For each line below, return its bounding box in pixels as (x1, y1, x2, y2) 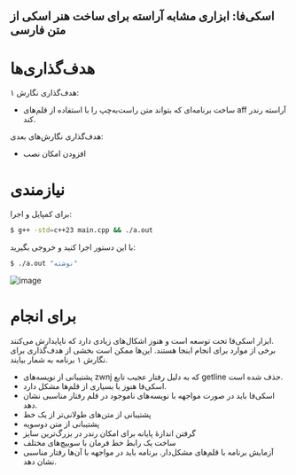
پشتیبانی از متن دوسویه (22, 418, 100, 429)
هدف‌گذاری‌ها (10, 58, 96, 78)
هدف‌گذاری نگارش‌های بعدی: (10, 131, 105, 142)
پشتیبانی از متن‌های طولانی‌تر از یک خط (22, 409, 152, 419)
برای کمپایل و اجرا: (10, 209, 72, 220)
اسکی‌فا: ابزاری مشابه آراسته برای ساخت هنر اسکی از (10, 9, 275, 24)
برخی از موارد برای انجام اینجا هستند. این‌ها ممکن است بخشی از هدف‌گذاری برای (10, 345, 277, 355)
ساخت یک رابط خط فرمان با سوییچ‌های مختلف (22, 437, 176, 448)
